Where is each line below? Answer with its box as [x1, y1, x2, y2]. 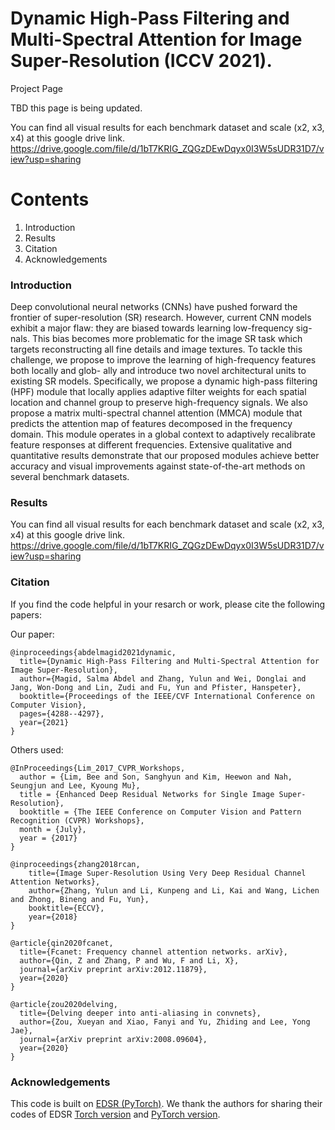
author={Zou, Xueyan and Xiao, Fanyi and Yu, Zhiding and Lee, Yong [19, 1017, 311, 1027]
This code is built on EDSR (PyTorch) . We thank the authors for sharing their [10, 1098, 323, 1110]
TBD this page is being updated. [10, 102, 143, 114]
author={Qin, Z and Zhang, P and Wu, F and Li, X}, [19, 955, 240, 966]
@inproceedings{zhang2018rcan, [10, 859, 141, 869]
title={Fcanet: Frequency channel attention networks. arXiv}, [19, 947, 288, 957]
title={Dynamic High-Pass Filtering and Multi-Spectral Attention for [19, 656, 320, 666]
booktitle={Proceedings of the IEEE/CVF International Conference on [19, 691, 315, 701]
